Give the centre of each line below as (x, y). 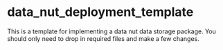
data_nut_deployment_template (100, 12)
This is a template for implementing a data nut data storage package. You (112, 31)
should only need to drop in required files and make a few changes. (103, 38)
